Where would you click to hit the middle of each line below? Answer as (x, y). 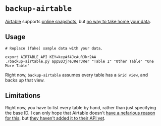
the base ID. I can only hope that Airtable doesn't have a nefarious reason (80, 113)
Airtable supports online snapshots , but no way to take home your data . (78, 21)
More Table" (17, 66)
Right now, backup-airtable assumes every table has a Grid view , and (77, 75)
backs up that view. (25, 80)
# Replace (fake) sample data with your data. (54, 48)
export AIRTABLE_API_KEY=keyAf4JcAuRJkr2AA (51, 57)
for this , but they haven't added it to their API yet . (55, 118)
